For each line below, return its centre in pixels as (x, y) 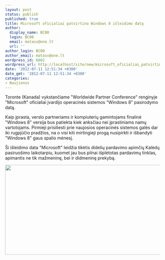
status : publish (22, 14)
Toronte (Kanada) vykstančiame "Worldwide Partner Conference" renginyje (81, 97)
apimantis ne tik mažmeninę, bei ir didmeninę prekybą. (60, 158)
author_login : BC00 (25, 51)
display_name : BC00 (29, 32)
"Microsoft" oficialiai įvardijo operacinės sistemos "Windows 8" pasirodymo (82, 102)
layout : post (18, 10)
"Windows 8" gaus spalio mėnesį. (39, 138)
